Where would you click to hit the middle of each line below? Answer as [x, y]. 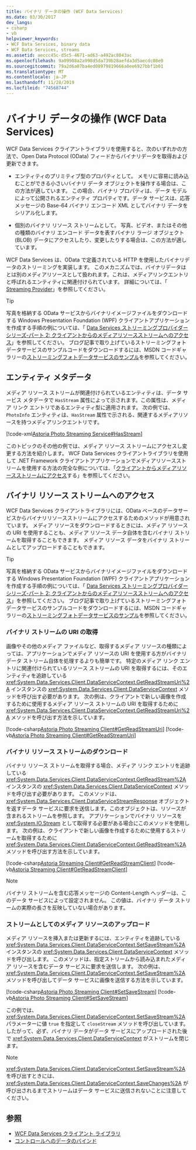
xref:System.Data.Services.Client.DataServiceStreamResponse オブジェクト [98, 801]
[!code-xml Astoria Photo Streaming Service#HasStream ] [74, 434]
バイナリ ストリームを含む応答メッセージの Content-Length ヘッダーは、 [94, 893]
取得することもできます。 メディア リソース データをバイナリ [94, 540]
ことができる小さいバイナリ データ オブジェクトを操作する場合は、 [101, 183]
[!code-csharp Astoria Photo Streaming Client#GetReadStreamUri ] [85, 729]
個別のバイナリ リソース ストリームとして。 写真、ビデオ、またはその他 [101, 225]
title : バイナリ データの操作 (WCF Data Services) [65, 11]
